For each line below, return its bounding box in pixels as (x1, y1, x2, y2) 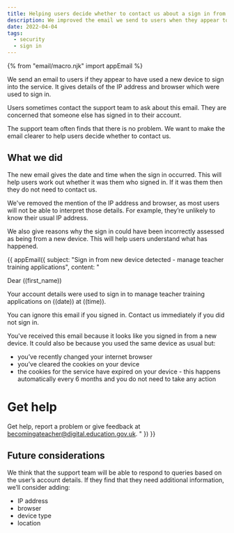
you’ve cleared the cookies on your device (17, 360, 140, 368)
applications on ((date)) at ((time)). (7, 297, 107, 305)
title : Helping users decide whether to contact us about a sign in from (7, 10, 226, 17)
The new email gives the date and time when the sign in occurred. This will (7, 170, 221, 178)
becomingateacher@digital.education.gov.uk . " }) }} (7, 429, 156, 438)
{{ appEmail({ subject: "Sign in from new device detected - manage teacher (7, 255, 224, 263)
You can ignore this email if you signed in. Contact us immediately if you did (7, 311, 225, 319)
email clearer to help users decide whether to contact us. (7, 132, 171, 140)
